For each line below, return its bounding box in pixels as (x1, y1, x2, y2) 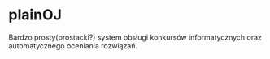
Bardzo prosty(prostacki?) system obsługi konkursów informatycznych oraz (8, 32, 263, 42)
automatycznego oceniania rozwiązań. (8, 40, 138, 50)
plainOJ (8, 6, 63, 24)
